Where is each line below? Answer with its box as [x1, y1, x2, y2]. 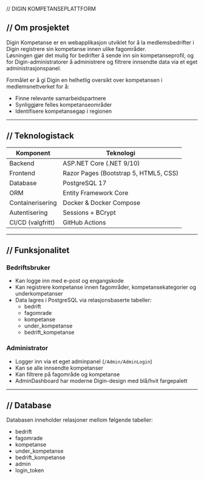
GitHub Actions [63, 218, 106, 226]
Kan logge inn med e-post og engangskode [15, 277, 124, 285]
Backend [9, 159, 35, 167]
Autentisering [9, 208, 48, 217]
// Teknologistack [6, 130, 75, 141]
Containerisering [9, 198, 57, 207]
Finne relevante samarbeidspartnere [15, 94, 106, 102]
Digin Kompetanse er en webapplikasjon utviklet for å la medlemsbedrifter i [6, 39, 194, 46]
